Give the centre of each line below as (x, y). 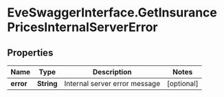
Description (112, 72)
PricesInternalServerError (82, 27)
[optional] (183, 84)
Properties (30, 53)
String (47, 84)
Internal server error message (112, 84)
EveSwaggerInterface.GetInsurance (112, 13)
